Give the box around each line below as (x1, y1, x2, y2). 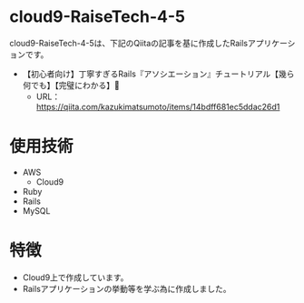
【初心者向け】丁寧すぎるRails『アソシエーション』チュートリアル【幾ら (22, 68, 295, 79)
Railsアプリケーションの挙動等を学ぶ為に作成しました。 (22, 283, 231, 294)
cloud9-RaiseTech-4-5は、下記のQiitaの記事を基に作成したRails (9, 37, 248, 48)
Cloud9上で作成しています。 (22, 271, 129, 283)
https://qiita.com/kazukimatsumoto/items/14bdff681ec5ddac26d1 (35, 101, 280, 112)
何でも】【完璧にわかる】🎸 (22, 79, 120, 90)
